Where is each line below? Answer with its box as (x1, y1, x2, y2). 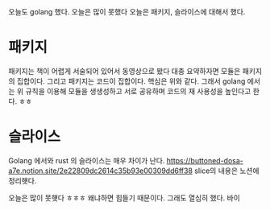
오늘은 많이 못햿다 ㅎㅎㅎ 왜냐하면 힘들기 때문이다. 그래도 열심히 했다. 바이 (8, 192, 240, 203)
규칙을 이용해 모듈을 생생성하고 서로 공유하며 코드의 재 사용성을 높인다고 (25, 86, 251, 96)
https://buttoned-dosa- (166, 155, 243, 165)
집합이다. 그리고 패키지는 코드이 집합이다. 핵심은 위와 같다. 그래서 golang (16, 76, 246, 86)
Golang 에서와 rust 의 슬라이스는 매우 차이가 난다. (8, 155, 165, 165)
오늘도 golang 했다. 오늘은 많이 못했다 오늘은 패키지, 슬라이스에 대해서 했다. (8, 7, 246, 16)
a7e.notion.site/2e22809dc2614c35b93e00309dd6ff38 (8, 166, 193, 175)
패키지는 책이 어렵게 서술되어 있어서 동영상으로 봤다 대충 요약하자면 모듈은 (8, 66, 241, 76)
